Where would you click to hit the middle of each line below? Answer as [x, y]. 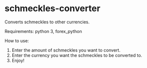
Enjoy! [18, 60]
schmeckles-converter [53, 8]
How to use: [17, 41]
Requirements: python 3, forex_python [43, 31]
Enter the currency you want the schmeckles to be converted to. [77, 55]
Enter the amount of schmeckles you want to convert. [66, 50]
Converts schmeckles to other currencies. [47, 22]
